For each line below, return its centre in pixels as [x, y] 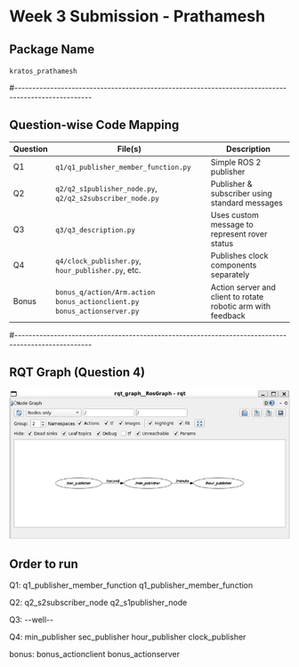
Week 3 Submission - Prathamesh [137, 16]
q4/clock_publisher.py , [99, 261]
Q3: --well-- [32, 620]
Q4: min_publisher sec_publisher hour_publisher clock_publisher [128, 637]
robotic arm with [241, 306]
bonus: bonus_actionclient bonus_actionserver [95, 655]
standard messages [246, 203]
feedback [228, 315]
